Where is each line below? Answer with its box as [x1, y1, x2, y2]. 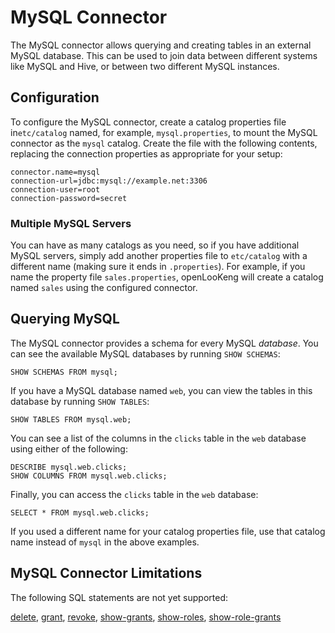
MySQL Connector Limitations [10, 565, 203, 582]
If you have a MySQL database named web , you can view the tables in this [10, 384, 313, 396]
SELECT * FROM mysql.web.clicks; [10, 507, 150, 518]
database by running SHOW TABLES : [10, 395, 150, 407]
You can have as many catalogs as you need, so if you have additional [10, 239, 300, 251]
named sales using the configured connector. [10, 282, 198, 294]
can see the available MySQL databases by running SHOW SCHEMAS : [10, 347, 281, 360]
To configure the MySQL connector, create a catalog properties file [10, 116, 287, 128]
